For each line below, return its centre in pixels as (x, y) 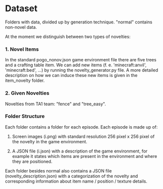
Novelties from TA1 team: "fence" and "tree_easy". (56, 104)
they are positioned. (32, 161)
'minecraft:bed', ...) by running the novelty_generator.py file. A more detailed (82, 70)
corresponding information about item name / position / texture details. (76, 181)
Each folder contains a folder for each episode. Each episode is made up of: (81, 127)
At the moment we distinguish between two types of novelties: (68, 37)
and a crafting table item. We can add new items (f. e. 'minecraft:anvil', (76, 65)
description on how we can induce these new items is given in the (71, 76)
